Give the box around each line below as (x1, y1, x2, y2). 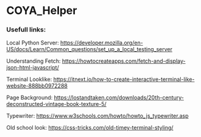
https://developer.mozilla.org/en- (60, 39, 143, 46)
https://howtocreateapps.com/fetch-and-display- (62, 57, 186, 65)
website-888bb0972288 (6, 82, 68, 90)
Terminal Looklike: (6, 76, 52, 83)
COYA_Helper (6, 4, 77, 18)
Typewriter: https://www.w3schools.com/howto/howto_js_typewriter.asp (6, 112, 189, 119)
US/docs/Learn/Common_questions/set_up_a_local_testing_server (6, 46, 172, 53)
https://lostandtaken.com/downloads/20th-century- (54, 94, 184, 101)
